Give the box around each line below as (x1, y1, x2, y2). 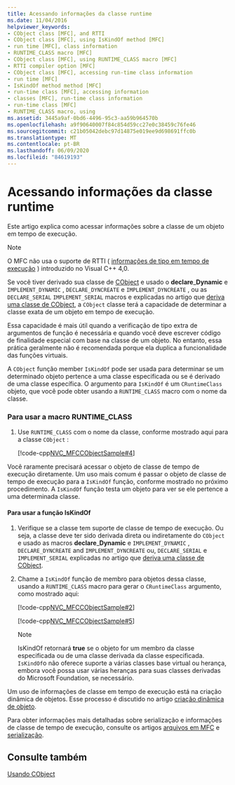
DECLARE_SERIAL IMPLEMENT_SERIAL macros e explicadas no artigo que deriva (7, 293, 225, 301)
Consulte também (7, 751, 88, 763)
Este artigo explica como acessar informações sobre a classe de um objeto (7, 222, 224, 230)
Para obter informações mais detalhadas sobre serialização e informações (7, 716, 222, 725)
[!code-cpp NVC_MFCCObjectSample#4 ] (17, 449, 135, 457)
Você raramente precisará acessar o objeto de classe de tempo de (7, 462, 200, 471)
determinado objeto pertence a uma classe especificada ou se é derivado (7, 372, 221, 380)
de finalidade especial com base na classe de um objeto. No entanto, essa (7, 336, 222, 344)
